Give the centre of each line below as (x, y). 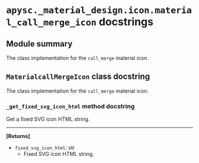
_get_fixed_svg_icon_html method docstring (70, 106)
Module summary (39, 44)
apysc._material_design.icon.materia (99, 10)
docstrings (126, 22)
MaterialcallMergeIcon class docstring (78, 77)
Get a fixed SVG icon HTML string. (48, 119)
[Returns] (18, 136)
